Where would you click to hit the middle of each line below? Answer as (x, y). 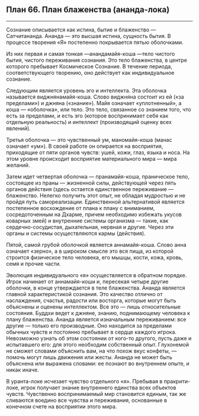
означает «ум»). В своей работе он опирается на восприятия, (85, 146)
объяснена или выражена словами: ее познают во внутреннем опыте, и (98, 363)
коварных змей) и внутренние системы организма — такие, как (87, 220)
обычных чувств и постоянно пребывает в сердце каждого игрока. (91, 332)
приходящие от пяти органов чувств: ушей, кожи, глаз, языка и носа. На (98, 152)
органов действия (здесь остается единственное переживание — (90, 189)
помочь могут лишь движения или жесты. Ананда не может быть (89, 357)
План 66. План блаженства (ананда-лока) (88, 10)
